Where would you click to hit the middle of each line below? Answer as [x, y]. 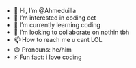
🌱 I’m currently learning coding [57, 25]
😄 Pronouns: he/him [42, 50]
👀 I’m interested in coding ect [55, 18]
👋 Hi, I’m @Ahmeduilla [45, 11]
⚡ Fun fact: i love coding [47, 57]
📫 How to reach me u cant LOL [58, 40]
